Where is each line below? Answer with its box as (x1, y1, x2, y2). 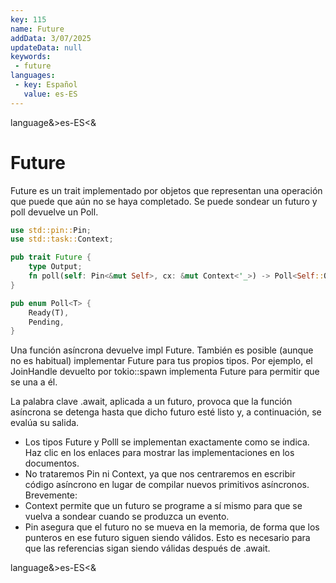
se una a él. (10, 376, 58, 388)
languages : (10, 71, 56, 81)
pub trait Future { (10, 252, 92, 263)
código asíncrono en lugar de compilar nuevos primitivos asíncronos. (24, 479, 310, 491)
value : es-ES (23, 89, 78, 99)
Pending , (28, 317, 65, 327)
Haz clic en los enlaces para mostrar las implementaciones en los (24, 447, 295, 459)
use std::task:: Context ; (10, 234, 114, 245)
